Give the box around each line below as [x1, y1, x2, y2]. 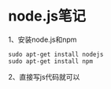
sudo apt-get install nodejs [8, 50, 104, 58]
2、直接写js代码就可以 [8, 72, 80, 81]
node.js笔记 [8, 7, 87, 25]
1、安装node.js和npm [8, 35, 77, 44]
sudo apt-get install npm [8, 57, 93, 65]
